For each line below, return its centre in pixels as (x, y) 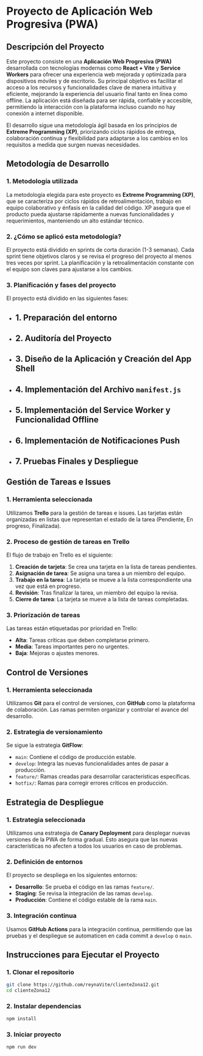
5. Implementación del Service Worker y (93, 410)
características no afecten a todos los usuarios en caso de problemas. (94, 846)
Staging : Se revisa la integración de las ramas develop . (84, 893)
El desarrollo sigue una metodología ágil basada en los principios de (92, 125)
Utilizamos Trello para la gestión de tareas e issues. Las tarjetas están (94, 513)
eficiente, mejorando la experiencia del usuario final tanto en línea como (97, 94)
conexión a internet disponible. (45, 113)
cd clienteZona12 (28, 991)
